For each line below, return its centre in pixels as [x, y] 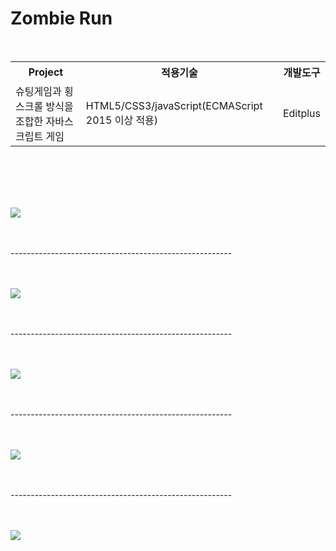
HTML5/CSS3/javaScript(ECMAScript [174, 105]
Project [46, 72]
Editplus [301, 113]
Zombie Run [61, 18]
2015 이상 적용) [122, 120]
